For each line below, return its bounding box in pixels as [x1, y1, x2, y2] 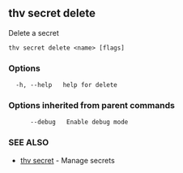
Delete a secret [8, 28, 59, 37]
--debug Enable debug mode [29, 118, 129, 127]
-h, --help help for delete [15, 81, 117, 89]
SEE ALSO [8, 137, 49, 149]
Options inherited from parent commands [8, 100, 176, 111]
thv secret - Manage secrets [19, 155, 115, 165]
